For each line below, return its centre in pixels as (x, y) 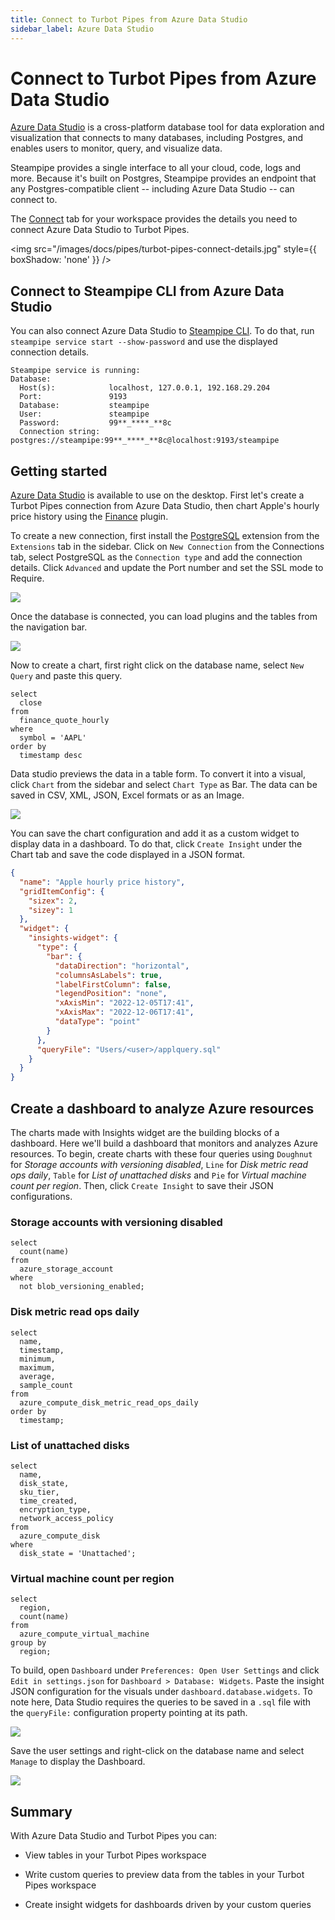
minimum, (37, 1359)
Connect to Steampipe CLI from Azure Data (147, 291)
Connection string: (60, 432)
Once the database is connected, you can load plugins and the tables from (164, 617)
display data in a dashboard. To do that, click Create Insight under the (156, 844)
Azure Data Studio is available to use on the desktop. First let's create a (157, 495)
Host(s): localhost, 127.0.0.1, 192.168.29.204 (145, 388)
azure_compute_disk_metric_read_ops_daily (109, 1402)
